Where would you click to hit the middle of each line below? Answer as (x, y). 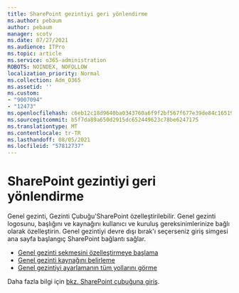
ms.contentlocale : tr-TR (44, 133)
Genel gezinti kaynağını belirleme (66, 260)
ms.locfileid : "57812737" (46, 146)
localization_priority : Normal (54, 73)
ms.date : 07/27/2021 (38, 41)
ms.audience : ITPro (36, 47)
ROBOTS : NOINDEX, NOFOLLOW (47, 67)
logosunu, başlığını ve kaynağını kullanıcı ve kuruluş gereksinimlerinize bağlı (118, 224)
